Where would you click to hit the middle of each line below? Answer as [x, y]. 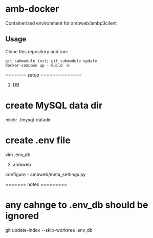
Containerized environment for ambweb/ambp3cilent [61, 23]
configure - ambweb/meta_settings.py [46, 174]
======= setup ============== [44, 75]
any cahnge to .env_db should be [77, 205]
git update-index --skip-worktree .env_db [49, 230]
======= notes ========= [36, 184]
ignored [22, 216]
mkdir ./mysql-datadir [28, 120]
